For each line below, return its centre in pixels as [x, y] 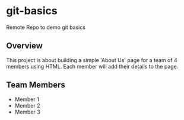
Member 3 [27, 112]
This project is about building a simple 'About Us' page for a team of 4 [92, 60]
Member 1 [27, 99]
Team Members [36, 85]
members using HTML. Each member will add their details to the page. [92, 66]
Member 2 [27, 105]
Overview [25, 46]
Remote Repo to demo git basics [46, 27]
